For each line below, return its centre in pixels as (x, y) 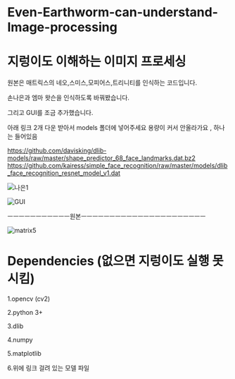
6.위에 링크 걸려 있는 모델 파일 (49, 368)
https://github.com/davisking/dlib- (57, 151)
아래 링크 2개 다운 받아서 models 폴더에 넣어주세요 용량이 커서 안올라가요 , (110, 128)
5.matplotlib (24, 354)
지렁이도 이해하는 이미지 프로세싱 (97, 62)
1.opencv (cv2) (29, 299)
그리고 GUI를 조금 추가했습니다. (50, 113)
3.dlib (15, 326)
